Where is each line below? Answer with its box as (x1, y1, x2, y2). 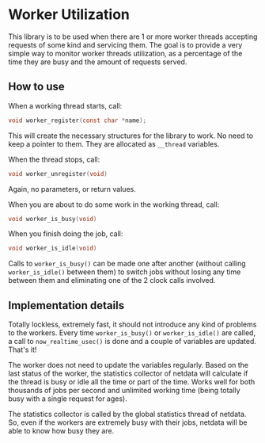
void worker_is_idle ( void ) (8, 244, 97, 253)
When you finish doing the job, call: (8, 229, 123, 239)
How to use (8, 80, 65, 94)
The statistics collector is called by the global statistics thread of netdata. (8, 410, 247, 419)
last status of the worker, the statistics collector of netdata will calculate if (8, 369, 248, 378)
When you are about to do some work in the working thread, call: (8, 200, 220, 209)
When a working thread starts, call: (8, 101, 123, 110)
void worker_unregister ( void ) (8, 170, 108, 178)
